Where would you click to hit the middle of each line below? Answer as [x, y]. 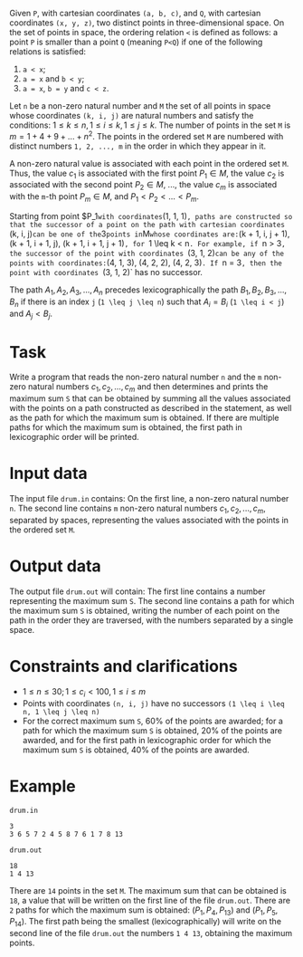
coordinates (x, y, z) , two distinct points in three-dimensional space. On [147, 23]
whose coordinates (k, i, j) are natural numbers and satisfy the [132, 115]
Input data [48, 474]
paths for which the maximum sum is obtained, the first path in [126, 427]
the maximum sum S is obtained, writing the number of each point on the [145, 610]
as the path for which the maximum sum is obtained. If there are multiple [144, 418]
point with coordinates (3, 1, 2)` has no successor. [106, 273]
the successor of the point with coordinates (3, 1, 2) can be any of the [147, 254]
